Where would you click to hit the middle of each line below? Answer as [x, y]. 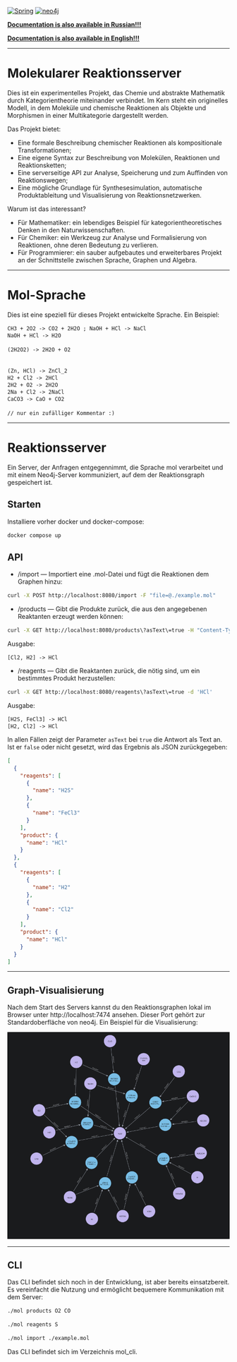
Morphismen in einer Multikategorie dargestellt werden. [88, 115]
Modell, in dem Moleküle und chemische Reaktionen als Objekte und [107, 108]
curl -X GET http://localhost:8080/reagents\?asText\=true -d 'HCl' [110, 692]
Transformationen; [44, 150]
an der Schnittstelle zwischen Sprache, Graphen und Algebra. [107, 260]
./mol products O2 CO [39, 1311]
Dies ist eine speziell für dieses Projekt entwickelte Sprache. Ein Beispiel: [114, 315]
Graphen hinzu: [40, 581]
